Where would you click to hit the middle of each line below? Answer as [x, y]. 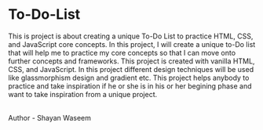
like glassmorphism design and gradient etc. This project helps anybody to [129, 78]
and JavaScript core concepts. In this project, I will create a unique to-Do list [132, 44]
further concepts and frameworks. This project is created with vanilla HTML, [131, 61]
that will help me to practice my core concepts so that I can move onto [122, 52]
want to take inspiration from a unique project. [83, 94]
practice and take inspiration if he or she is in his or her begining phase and [130, 86]
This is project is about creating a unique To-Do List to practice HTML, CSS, [131, 36]
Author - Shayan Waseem [50, 117]
